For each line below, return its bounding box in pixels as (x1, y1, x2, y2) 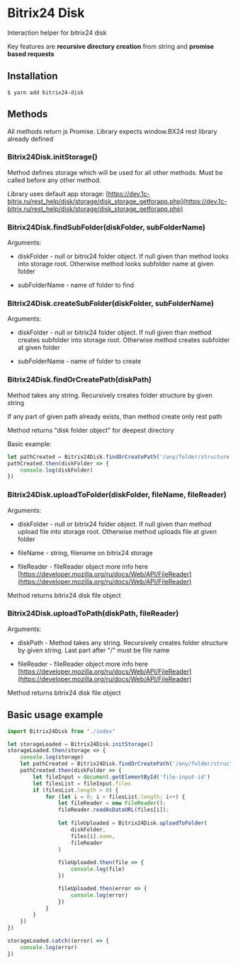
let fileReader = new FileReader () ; (57, 800, 166, 807)
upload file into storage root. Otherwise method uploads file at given (17, 527, 217, 535)
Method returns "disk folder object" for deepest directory (7, 426, 175, 434)
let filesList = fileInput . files (33, 780, 132, 787)
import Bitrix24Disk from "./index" (7, 727, 115, 735)
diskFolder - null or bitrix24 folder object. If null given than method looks (17, 252, 229, 261)
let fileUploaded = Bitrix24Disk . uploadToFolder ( (57, 820, 208, 827)
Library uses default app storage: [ (7, 189, 108, 198)
